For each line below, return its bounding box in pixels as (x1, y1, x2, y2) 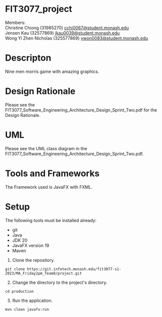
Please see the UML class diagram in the (5, 145, 87, 151)
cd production (5, 289, 34, 294)
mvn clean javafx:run (5, 307, 49, 312)
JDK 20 (12, 237, 28, 243)
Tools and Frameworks (5, 168, 100, 179)
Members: (5, 20, 26, 25)
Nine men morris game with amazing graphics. (5, 68, 99, 74)
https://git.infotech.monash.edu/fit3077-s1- (26, 267, 121, 272)
